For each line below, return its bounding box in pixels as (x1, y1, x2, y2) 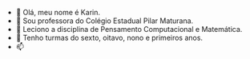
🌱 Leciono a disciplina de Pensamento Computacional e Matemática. (15, 25, 243, 33)
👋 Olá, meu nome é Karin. (15, 8, 100, 17)
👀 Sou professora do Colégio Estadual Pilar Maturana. (15, 16, 194, 26)
